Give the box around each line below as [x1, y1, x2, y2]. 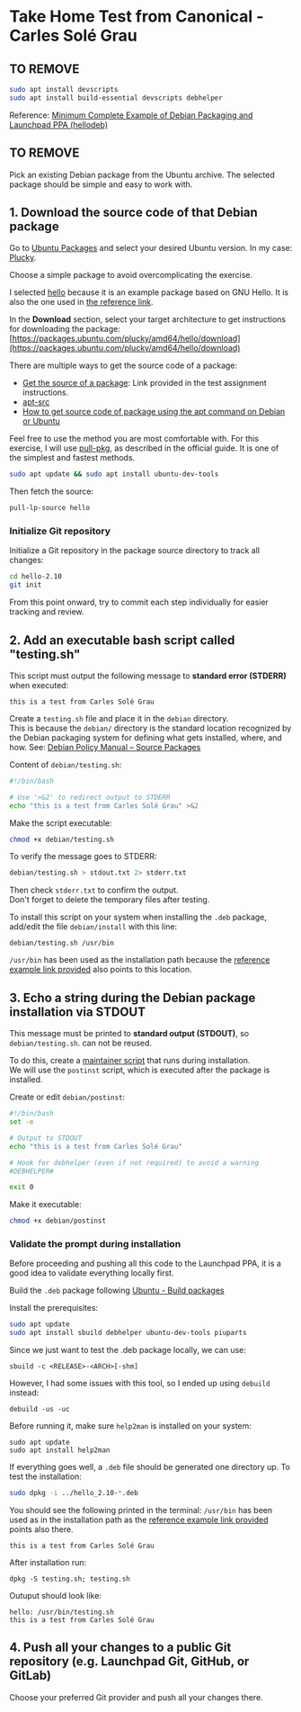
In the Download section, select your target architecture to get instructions [9, 314, 286, 325]
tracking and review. [9, 606, 84, 617]
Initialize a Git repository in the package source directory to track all [9, 545, 261, 556]
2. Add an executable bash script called [9, 632, 235, 648]
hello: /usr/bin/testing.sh [9, 1608, 115, 1617]
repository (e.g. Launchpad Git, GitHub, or [9, 1654, 250, 1670]
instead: [9, 1387, 40, 1398]
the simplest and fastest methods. [9, 453, 136, 463]
